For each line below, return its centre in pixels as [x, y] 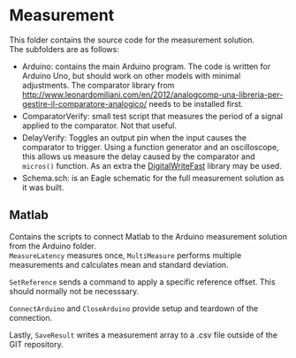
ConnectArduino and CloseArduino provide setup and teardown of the [134, 308]
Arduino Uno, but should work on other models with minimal [131, 75]
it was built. [43, 187]
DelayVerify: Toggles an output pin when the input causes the [134, 137]
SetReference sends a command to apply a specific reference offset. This [142, 282]
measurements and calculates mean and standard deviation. [119, 264]
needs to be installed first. [196, 103]
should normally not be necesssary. [74, 291]
